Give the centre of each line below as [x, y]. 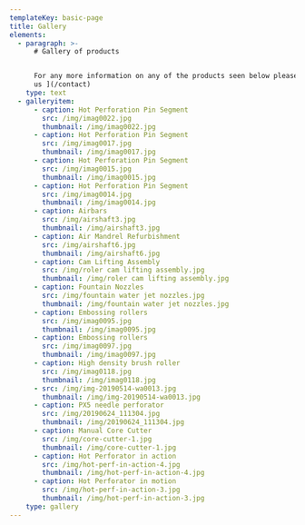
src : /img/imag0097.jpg [87, 346]
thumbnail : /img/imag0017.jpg [99, 152]
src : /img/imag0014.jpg [87, 194]
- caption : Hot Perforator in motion [105, 481]
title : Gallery [38, 26]
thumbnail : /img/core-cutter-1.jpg [109, 447]
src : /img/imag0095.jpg [87, 321]
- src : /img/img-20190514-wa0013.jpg [105, 388]
